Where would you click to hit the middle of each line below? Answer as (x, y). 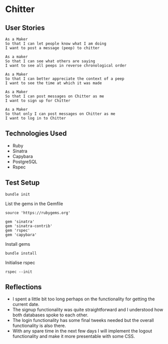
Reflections (24, 287)
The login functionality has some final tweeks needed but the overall (83, 320)
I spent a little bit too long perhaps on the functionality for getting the (83, 299)
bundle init (18, 194)
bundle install (21, 253)
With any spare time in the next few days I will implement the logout (82, 331)
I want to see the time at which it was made (53, 83)
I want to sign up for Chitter (38, 101)
